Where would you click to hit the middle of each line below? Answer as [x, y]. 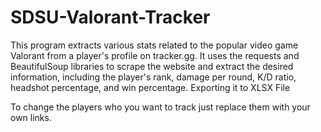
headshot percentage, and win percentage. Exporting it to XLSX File [150, 87]
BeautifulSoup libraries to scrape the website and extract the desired [152, 66]
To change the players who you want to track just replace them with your [160, 107]
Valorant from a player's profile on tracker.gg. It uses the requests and [155, 55]
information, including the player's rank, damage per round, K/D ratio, [153, 77]
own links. [31, 117]
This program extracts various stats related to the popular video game [154, 45]
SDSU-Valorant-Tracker [110, 17]
